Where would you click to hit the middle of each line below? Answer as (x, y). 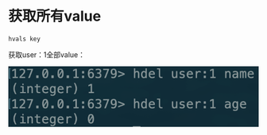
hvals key (25, 39)
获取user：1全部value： (47, 54)
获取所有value (55, 16)
